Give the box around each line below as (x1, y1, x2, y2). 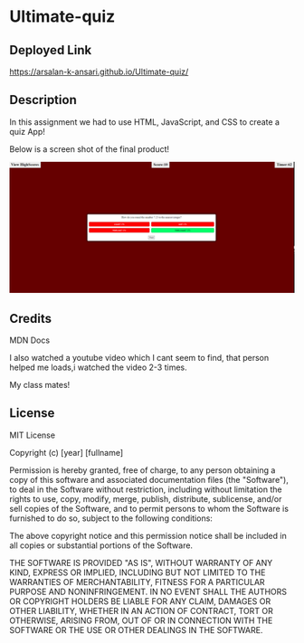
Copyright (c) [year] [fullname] (9, 447, 124, 458)
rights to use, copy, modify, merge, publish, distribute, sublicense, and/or (9, 493, 282, 504)
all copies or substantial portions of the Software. (9, 540, 193, 551)
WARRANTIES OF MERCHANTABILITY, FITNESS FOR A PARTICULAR (9, 576, 265, 587)
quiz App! (9, 126, 45, 137)
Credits (9, 310, 52, 326)
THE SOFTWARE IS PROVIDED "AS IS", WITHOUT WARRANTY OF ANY (9, 557, 273, 568)
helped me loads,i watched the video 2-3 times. (9, 362, 187, 373)
